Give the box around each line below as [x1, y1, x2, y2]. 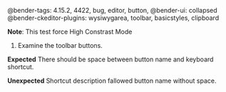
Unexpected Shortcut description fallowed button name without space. [7, 76, 217, 85]
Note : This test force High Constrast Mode [7, 28, 133, 36]
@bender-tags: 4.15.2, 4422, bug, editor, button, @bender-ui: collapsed [7, 6, 217, 14]
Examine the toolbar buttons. [17, 41, 103, 49]
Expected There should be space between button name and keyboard [7, 55, 214, 63]
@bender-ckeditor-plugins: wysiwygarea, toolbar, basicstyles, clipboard [7, 14, 220, 22]
